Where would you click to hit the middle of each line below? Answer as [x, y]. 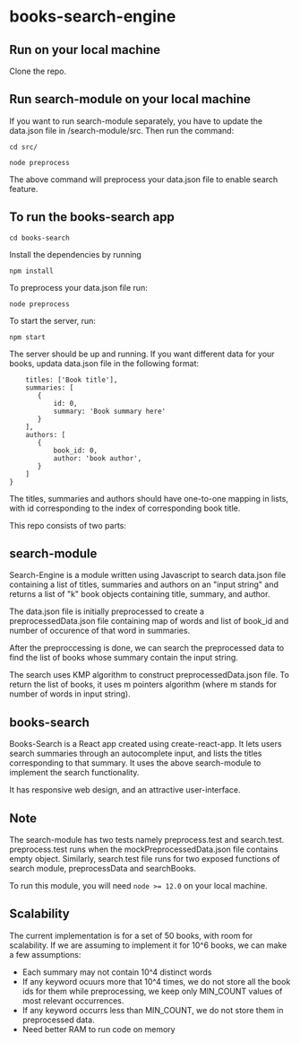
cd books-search [39, 238]
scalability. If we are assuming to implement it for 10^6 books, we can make [148, 945]
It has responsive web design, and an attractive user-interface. [125, 790]
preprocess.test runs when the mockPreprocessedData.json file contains [144, 849]
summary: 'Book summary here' [110, 411]
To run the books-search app [92, 217]
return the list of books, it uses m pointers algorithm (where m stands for [143, 685]
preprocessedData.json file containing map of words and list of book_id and [149, 621]
